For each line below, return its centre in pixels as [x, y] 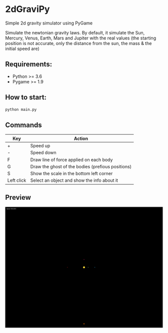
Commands [24, 125]
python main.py [21, 109]
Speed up [40, 146]
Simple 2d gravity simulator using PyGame [49, 23]
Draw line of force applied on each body [71, 160]
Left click [17, 180]
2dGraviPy [27, 9]
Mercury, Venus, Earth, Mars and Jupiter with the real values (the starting [81, 38]
